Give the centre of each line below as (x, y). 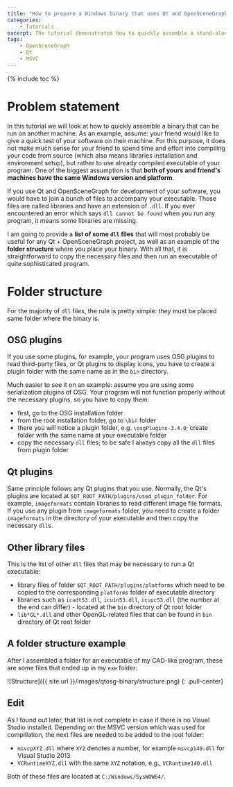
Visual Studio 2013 (44, 755)
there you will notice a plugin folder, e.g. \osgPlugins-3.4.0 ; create (112, 428)
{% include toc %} (34, 78)
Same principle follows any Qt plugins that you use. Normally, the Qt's (107, 489)
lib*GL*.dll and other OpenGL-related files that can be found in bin (114, 615)
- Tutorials (37, 26)
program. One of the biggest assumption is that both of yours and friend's (114, 170)
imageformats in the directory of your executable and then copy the (103, 518)
